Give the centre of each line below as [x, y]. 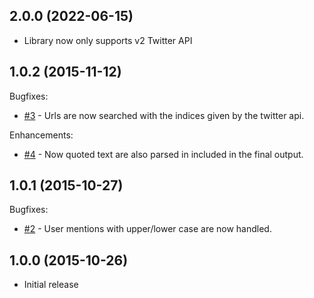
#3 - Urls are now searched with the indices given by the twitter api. [164, 115]
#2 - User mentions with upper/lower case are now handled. [147, 229]
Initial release [51, 285]
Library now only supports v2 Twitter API [108, 40]
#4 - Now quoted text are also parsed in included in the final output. [163, 154]
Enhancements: [41, 135]
